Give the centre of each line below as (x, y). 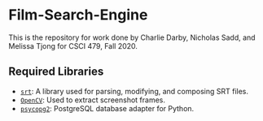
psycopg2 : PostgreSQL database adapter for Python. (107, 108)
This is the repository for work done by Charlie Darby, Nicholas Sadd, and (132, 37)
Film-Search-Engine (78, 15)
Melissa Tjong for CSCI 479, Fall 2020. (73, 45)
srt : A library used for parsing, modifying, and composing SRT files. (134, 91)
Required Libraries (56, 72)
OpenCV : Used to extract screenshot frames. (92, 100)
